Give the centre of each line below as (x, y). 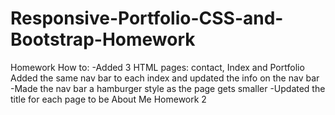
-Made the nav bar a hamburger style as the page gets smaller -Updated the (168, 88)
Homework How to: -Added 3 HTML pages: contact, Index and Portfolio (157, 67)
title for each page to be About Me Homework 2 (108, 99)
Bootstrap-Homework (103, 39)
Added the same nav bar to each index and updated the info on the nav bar (165, 78)
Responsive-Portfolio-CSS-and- (147, 18)
